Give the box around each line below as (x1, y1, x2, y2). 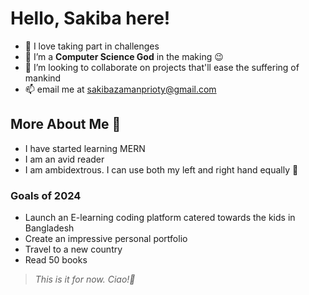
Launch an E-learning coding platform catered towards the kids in (24, 212, 296, 224)
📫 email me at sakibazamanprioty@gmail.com (24, 83, 217, 95)
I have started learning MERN (24, 142, 146, 154)
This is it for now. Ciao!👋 (34, 273, 136, 286)
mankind (24, 72, 62, 84)
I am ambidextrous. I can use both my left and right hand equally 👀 (24, 163, 299, 176)
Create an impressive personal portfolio (24, 233, 188, 245)
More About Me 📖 (10, 116, 122, 133)
